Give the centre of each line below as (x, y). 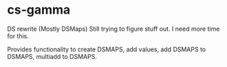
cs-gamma (39, 10)
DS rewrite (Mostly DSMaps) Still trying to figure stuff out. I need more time (113, 29)
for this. (18, 36)
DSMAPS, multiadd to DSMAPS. (52, 56)
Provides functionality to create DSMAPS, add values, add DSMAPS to (107, 49)
